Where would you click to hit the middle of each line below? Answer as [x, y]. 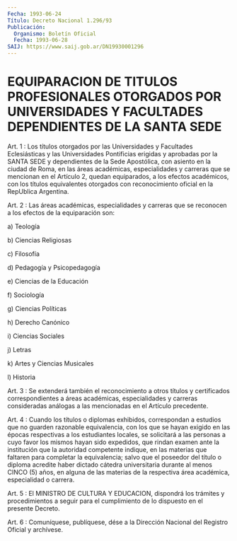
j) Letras [19, 349]
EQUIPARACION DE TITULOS [93, 82]
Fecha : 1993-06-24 [34, 14]
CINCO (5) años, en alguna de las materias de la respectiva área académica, [118, 472]
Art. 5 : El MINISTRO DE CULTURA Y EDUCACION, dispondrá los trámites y [116, 493]
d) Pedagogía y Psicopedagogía [54, 267]
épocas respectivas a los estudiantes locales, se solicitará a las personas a [117, 434]
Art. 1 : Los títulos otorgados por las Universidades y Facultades [100, 146]
